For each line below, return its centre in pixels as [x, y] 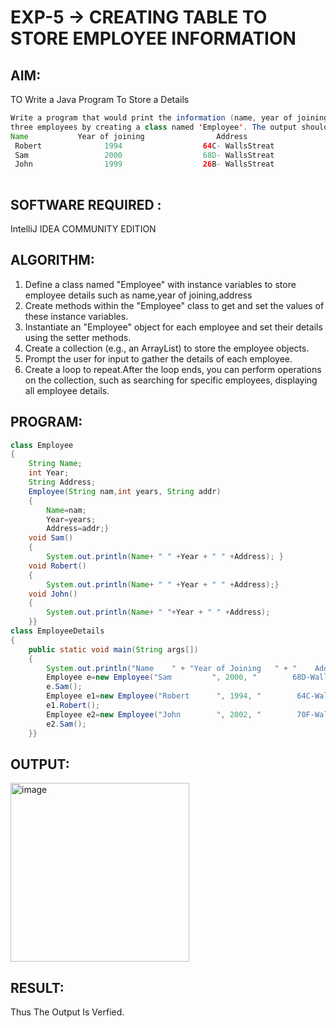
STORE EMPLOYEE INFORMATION [153, 38]
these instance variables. [76, 316]
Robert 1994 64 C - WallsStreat [144, 146]
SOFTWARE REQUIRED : [86, 204]
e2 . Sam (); [66, 724]
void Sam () [51, 538]
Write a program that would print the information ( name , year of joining [169, 118]
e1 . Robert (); [73, 706]
